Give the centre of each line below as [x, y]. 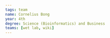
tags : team [16, 10]
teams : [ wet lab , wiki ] [30, 28]
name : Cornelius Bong [27, 14]
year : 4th [15, 19]
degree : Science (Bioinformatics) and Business [55, 23]
